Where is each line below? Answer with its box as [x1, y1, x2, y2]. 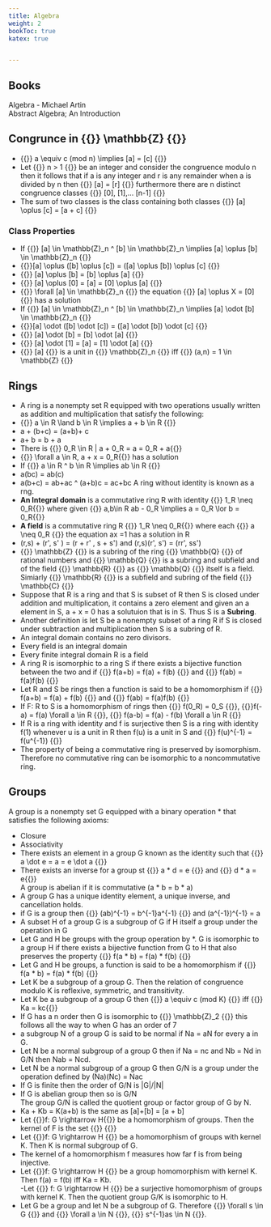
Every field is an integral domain [19, 641, 128, 651]
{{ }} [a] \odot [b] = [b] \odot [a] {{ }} [19, 329, 138, 340]
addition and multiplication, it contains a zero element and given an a [19, 598, 249, 608]
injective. [19, 1157, 51, 1167]
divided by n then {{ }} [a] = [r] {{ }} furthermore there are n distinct [19, 179, 241, 189]
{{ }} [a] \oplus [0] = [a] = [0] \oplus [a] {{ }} [19, 278, 163, 288]
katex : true [8, 34, 49, 43]
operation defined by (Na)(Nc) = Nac [19, 1072, 143, 1081]
